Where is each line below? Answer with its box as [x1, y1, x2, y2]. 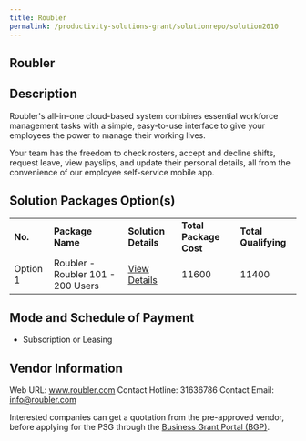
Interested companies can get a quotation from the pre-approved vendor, [9, 412, 285, 423]
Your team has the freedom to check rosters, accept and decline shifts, [9, 147, 276, 158]
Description [9, 86, 77, 102]
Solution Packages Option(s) [9, 193, 176, 209]
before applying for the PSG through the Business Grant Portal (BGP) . [9, 422, 270, 433]
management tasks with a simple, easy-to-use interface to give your [9, 120, 266, 131]
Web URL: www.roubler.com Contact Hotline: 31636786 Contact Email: [9, 385, 275, 396]
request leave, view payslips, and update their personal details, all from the [9, 156, 291, 168]
